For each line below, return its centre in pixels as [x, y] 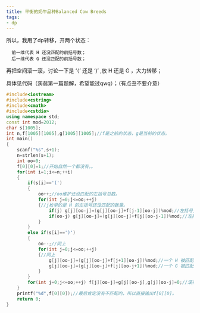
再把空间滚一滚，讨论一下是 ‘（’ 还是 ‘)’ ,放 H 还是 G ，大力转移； [84, 71]
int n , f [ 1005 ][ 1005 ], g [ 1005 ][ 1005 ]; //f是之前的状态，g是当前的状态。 [88, 133]
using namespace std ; [33, 116]
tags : [13, 17]
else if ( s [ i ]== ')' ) [52, 233]
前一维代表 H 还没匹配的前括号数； [49, 53]
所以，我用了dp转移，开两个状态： [49, 40]
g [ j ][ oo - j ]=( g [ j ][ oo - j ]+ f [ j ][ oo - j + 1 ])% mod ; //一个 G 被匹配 [121, 266]
